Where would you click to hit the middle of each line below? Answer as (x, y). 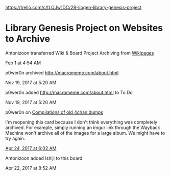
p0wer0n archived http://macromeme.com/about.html (62, 72)
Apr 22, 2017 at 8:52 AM (31, 168)
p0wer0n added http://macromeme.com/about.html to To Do (69, 92)
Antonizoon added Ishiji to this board (44, 158)
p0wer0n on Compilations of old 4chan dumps (54, 112)
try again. (15, 138)
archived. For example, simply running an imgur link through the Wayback (83, 128)
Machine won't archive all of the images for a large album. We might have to (85, 133)
